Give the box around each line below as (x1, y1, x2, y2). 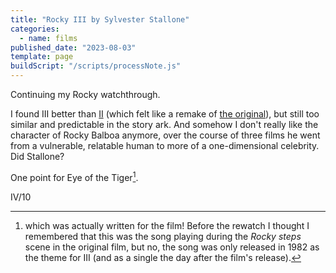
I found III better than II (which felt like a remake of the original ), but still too (10, 108, 320, 120)
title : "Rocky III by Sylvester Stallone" (10, 14, 190, 25)
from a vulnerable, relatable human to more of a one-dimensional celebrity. (10, 140, 320, 151)
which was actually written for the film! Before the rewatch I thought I (24, 219, 310, 231)
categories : (10, 24, 60, 34)
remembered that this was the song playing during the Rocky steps (24, 230, 302, 242)
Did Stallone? (10, 151, 65, 162)
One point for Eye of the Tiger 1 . (10, 170, 139, 183)
